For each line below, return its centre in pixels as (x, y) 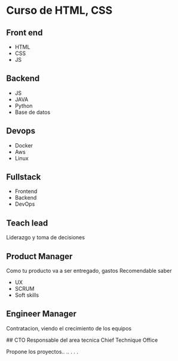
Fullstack (24, 177)
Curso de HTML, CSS (59, 10)
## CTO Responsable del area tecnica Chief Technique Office (82, 340)
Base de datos (33, 112)
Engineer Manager (41, 314)
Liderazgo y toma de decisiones (46, 237)
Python (24, 106)
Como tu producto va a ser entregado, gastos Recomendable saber (89, 271)
